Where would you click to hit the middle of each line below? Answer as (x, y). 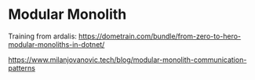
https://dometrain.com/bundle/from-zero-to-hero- (160, 36)
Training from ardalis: (42, 36)
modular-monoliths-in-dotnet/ (56, 44)
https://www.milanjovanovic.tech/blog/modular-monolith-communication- (127, 60)
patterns (22, 67)
